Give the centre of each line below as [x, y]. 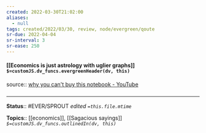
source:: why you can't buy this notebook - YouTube [73, 84]
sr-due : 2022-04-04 [31, 35]
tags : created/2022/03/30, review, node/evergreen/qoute [81, 29]
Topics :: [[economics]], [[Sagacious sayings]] [64, 118]
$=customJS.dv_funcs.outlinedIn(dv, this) [61, 124]
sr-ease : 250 [23, 46]
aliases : [17, 18]
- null [20, 23]
